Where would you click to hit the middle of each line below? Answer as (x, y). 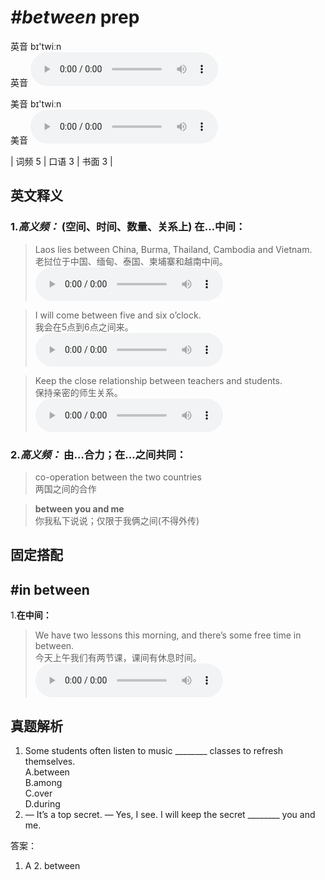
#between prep (75, 17)
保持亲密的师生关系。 (78, 392)
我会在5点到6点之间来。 (84, 327)
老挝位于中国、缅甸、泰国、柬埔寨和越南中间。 (131, 261)
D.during (42, 803)
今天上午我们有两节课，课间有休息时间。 (118, 658)
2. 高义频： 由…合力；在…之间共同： (98, 454)
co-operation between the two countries (118, 477)
